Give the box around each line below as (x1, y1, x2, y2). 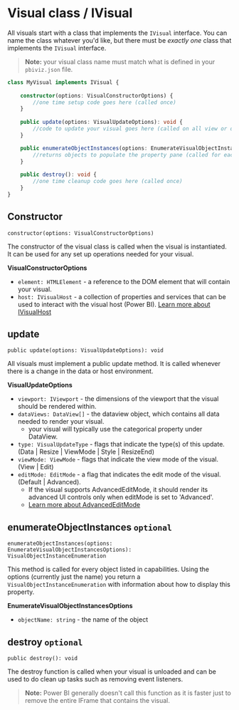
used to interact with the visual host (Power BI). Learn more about (17, 300, 211, 308)
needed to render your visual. (17, 417, 105, 426)
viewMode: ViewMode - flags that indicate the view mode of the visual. (17, 455, 219, 464)
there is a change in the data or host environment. (7, 367, 154, 375)
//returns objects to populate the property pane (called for (33, 151, 221, 158)
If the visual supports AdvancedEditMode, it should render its (28, 486, 208, 494)
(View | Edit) (17, 463, 54, 471)
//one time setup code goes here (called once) (33, 98, 176, 106)
